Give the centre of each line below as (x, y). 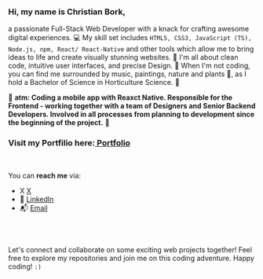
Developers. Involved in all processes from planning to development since (131, 114)
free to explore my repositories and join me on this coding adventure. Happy (131, 258)
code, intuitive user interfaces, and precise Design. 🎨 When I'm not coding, (130, 66)
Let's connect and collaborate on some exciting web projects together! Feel (130, 249)
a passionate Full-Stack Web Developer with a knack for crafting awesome (129, 29)
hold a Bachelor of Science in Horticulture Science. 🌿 (94, 83)
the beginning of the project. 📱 (59, 123)
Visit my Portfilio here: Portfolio (69, 143)
